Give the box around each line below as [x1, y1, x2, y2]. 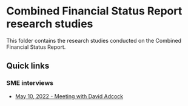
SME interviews [6, 79, 53, 87]
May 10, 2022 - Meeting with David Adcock [15, 92, 124, 100]
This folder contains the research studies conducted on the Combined [6, 37, 182, 44]
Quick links [6, 61, 50, 71]
